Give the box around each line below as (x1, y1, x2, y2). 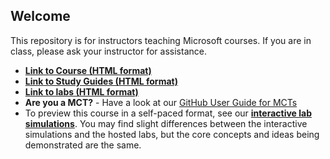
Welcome (10, 8, 71, 25)
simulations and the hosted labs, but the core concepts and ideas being (24, 128, 320, 140)
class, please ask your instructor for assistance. (10, 45, 207, 57)
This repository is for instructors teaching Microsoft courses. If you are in (10, 34, 312, 46)
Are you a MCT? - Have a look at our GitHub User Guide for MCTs (24, 96, 298, 108)
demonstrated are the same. (24, 139, 142, 151)
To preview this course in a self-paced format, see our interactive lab (24, 107, 312, 119)
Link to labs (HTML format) (24, 85, 139, 98)
